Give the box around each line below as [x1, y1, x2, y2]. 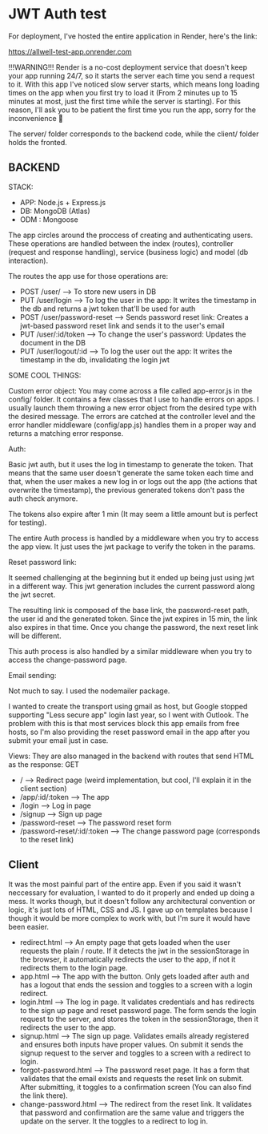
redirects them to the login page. [19, 962, 128, 972]
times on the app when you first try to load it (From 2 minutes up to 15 [8, 87, 238, 97]
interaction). [8, 256, 49, 265]
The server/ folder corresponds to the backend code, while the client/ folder [8, 129, 259, 139]
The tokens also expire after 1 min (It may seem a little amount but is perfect [8, 509, 258, 519]
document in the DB [19, 337, 86, 347]
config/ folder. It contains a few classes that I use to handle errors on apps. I [8, 394, 259, 404]
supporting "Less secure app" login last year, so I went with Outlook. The [8, 710, 250, 720]
